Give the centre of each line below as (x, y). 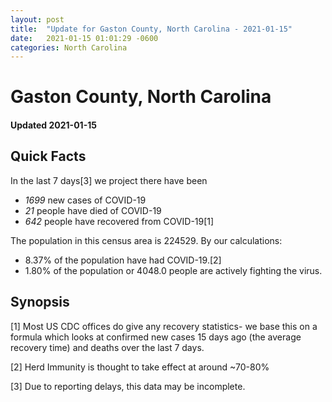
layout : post (37, 19)
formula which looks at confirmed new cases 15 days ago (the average (156, 337)
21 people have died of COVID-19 (93, 210)
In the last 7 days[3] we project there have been (109, 180)
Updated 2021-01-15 (53, 125)
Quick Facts (48, 156)
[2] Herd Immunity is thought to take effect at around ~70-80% (140, 367)
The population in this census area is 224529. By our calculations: (146, 240)
